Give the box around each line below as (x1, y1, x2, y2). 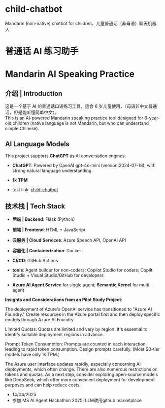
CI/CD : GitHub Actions (12, 257, 58, 263)
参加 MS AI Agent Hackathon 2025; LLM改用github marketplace (12, 397, 142, 403)
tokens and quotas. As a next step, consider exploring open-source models (5, 371, 158, 377)
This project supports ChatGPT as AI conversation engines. (5, 153, 126, 159)
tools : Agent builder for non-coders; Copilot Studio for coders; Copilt (12, 267, 153, 273)
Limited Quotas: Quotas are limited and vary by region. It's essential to (5, 326, 148, 332)
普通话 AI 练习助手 (5, 46, 79, 57)
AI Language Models (5, 139, 70, 148)
